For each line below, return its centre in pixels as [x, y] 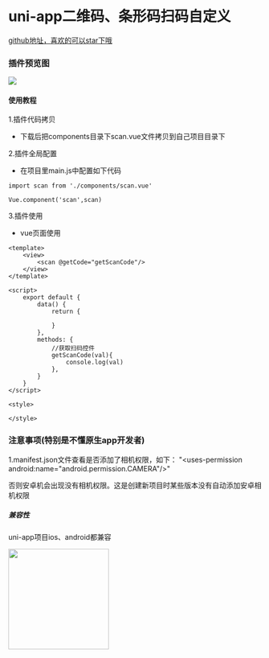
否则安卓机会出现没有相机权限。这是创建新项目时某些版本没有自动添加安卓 [131, 485]
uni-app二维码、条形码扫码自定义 [120, 16]
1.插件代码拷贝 [32, 119]
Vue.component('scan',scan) [55, 200]
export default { [52, 298]
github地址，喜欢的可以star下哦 [60, 40]
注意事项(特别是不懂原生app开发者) [77, 441]
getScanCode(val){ [82, 356]
